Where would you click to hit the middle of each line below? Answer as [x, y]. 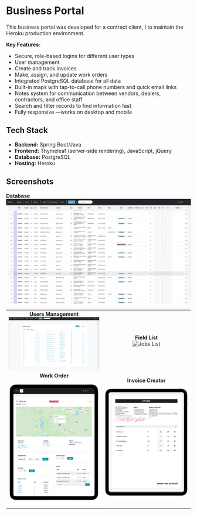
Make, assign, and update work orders [61, 74]
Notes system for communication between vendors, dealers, [88, 93]
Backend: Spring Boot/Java [48, 144]
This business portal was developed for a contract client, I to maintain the [95, 27]
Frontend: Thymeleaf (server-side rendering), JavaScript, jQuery [93, 151]
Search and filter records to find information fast [73, 105]
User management [37, 62]
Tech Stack [27, 130]
